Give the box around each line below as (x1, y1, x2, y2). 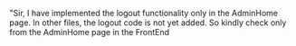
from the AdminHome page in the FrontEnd (9, 27, 170, 37)
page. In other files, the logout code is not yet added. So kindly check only (9, 17, 287, 28)
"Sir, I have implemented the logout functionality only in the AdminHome (9, 8, 279, 18)
